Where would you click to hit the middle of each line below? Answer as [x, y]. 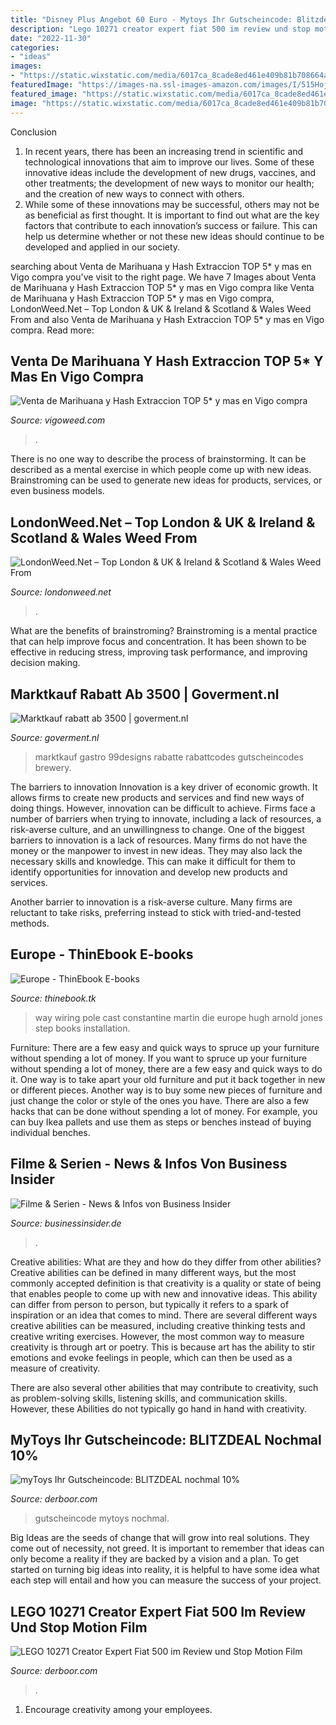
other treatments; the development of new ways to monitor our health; [169, 183]
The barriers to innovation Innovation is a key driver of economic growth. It [164, 787]
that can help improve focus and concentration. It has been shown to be [158, 642]
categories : [35, 47]
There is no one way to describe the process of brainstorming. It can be [158, 459]
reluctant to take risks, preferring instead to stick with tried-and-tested [156, 912]
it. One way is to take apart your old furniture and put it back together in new [168, 1079]
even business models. [57, 491]
